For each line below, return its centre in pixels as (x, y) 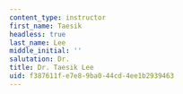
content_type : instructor (57, 17)
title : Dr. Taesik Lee (52, 68)
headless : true (38, 34)
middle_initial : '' (46, 51)
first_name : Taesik (46, 26)
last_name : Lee (38, 43)
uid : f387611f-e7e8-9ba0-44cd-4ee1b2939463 (92, 76)
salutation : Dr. (39, 59)
